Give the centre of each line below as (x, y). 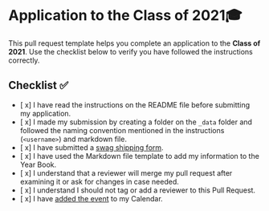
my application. (45, 113)
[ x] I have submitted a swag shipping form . (92, 147)
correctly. (24, 60)
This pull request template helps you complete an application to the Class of (134, 43)
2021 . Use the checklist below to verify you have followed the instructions (130, 51)
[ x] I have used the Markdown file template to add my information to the (139, 156)
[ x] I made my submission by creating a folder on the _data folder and (136, 122)
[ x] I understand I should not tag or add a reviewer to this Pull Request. (137, 190)
